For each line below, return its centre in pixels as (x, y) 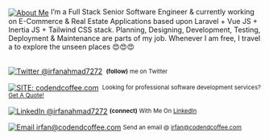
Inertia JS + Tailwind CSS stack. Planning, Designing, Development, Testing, (134, 30)
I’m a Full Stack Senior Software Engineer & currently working (153, 12)
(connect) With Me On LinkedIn (153, 111)
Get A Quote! (26, 96)
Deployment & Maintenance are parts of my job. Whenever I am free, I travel (134, 38)
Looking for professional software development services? (182, 88)
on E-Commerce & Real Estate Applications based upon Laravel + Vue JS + (133, 21)
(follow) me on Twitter (137, 71)
